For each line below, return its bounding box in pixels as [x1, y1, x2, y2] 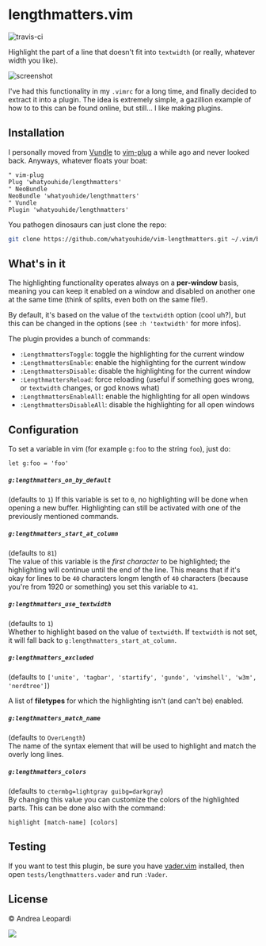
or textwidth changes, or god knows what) [19, 383, 160, 393]
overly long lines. [8, 750, 64, 759]
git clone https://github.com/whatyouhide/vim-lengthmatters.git [8, 235, 228, 243]
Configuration [8, 423, 79, 436]
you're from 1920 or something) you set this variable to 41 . [8, 582, 199, 592]
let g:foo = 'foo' [8, 460, 69, 467]
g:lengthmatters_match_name [8, 714, 101, 722]
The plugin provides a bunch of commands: [8, 334, 150, 344]
